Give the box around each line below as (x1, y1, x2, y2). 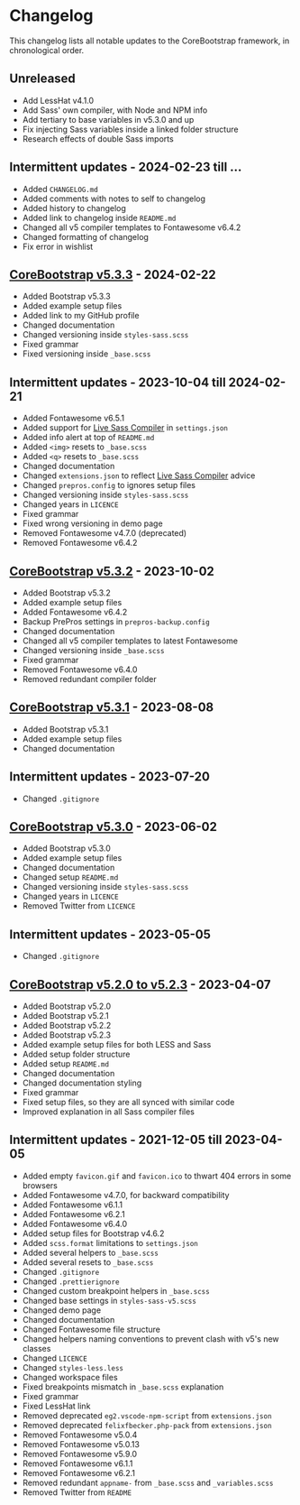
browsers (22, 1179, 59, 1191)
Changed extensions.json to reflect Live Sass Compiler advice (22, 470, 256, 481)
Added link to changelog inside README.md (22, 212, 177, 223)
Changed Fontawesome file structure (22, 1324, 160, 1334)
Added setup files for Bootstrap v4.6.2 (22, 1228, 165, 1239)
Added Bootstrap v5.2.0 (22, 1001, 112, 1011)
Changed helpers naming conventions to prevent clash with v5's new (22, 1333, 279, 1344)
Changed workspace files (22, 1371, 119, 1382)
